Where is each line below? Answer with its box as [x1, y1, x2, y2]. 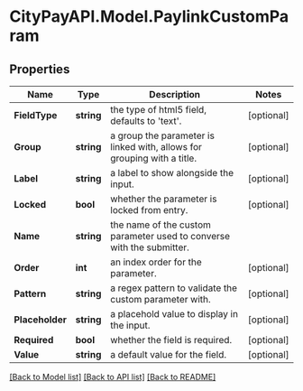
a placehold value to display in [110, 308, 239, 320]
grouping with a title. [110, 152, 197, 164]
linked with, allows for [110, 141, 203, 153]
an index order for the [110, 256, 203, 268]
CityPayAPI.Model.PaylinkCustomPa [9, 6, 289, 27]
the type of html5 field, [110, 104, 207, 116]
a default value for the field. [110, 349, 227, 360]
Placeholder [14, 313, 68, 326]
